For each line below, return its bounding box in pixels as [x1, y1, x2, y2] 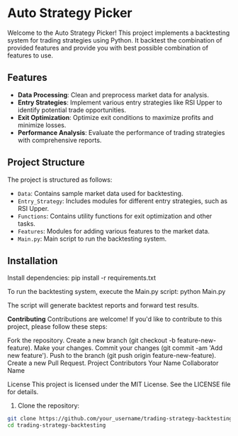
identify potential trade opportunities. [17, 105, 127, 114]
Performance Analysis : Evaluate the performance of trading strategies [17, 128, 225, 136]
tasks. [17, 219, 35, 228]
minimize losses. [17, 121, 67, 129]
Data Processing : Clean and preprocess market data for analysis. [17, 90, 210, 99]
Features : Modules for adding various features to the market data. [17, 227, 210, 235]
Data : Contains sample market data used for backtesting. [17, 189, 183, 197]
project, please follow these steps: [7, 322, 108, 331]
